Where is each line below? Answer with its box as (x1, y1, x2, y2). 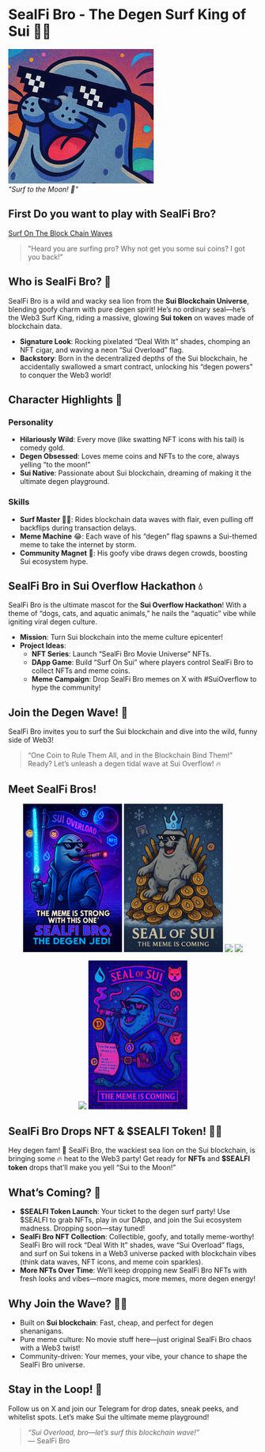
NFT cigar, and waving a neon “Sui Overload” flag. (19, 345, 184, 354)
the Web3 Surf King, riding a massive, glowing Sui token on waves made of (8, 312, 255, 322)
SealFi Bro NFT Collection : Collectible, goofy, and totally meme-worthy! (19, 1232, 255, 1242)
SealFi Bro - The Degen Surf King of (8, 6, 247, 24)
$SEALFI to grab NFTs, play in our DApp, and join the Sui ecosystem (19, 1216, 242, 1225)
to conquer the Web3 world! (19, 370, 112, 380)
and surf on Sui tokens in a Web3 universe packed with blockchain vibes (19, 1249, 257, 1258)
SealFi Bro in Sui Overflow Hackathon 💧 (8, 579, 203, 592)
